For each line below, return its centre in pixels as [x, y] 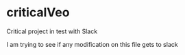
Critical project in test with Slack [52, 31]
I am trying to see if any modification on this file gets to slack [92, 44]
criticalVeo [38, 13]
